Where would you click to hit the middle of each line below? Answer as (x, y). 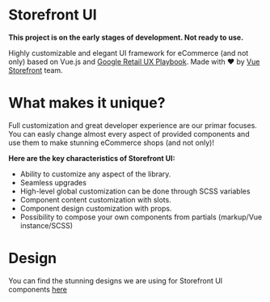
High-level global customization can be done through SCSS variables (135, 191)
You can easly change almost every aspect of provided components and (129, 134)
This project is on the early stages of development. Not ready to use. (126, 37)
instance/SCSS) (46, 225)
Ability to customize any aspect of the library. (95, 174)
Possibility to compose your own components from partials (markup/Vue (141, 217)
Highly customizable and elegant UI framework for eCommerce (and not (129, 53)
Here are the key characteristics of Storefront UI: (92, 158)
